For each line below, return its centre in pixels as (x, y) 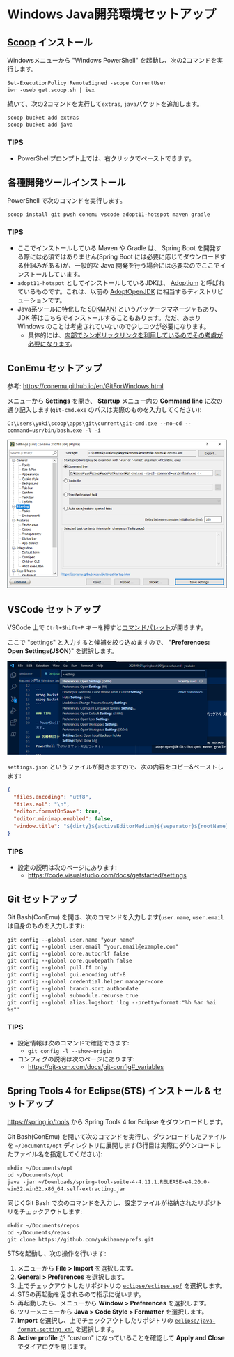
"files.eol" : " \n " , (42, 804)
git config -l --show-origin (70, 1052)
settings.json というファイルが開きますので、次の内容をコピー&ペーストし (116, 767)
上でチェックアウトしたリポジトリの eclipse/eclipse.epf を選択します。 (122, 1286)
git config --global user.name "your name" (71, 940)
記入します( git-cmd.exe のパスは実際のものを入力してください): (110, 410)
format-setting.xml (46, 1330)
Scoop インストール (50, 42)
